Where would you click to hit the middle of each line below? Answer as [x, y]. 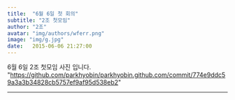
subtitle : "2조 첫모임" [39, 20]
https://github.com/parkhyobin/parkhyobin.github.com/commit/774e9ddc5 [118, 75]
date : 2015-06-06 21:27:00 [50, 46]
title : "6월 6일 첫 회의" [43, 14]
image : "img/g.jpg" [36, 40]
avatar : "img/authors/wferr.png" [56, 33]
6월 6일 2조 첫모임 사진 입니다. [49, 67]
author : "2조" [27, 27]
